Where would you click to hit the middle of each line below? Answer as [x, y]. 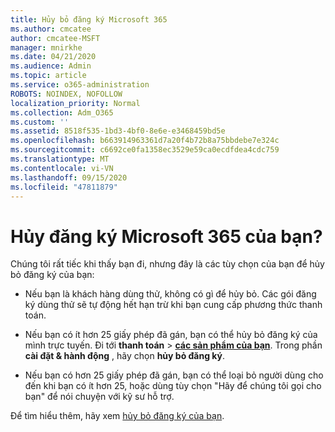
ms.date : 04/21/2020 [53, 57]
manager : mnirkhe [46, 47]
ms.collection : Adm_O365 [62, 112]
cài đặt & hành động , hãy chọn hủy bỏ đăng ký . [125, 356]
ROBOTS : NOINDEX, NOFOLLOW [66, 94]
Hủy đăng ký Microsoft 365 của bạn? [166, 236]
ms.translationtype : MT [60, 159]
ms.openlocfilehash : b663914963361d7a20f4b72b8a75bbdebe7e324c [145, 141]
